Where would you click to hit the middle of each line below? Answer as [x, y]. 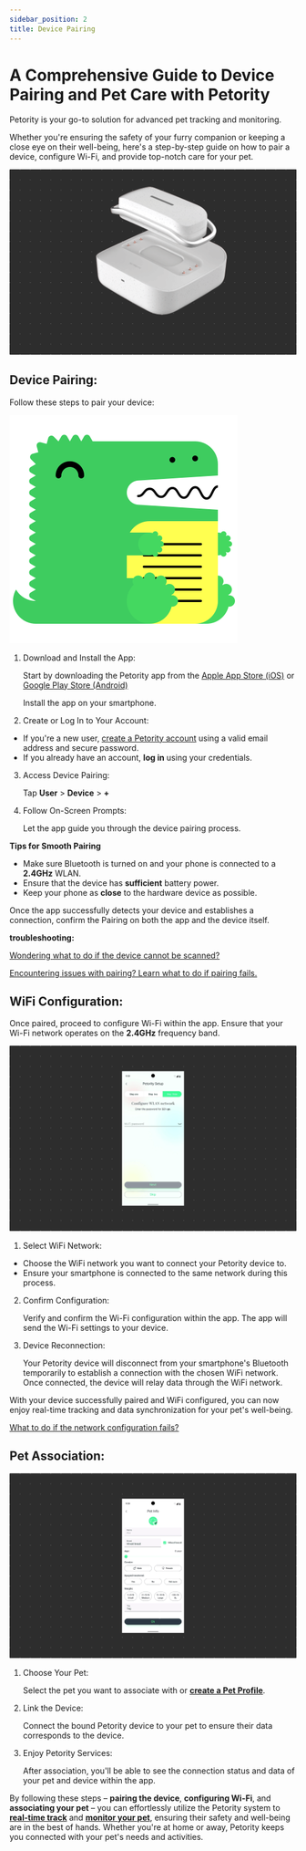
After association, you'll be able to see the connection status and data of [158, 1771]
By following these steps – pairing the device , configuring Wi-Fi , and [140, 1798]
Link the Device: [53, 1708]
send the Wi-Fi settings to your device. [95, 1327]
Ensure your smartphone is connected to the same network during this [155, 1273]
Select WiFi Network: [62, 1245]
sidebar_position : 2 [49, 19]
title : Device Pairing [52, 29]
